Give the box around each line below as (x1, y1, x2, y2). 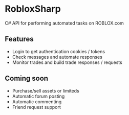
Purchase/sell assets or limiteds (12, 87, 80, 94)
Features (5, 35, 34, 43)
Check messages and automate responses (12, 54, 103, 60)
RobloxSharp (5, 3, 61, 15)
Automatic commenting (12, 98, 62, 105)
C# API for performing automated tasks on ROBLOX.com (5, 20, 124, 26)
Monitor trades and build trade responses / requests (12, 59, 122, 65)
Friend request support (12, 104, 61, 110)
